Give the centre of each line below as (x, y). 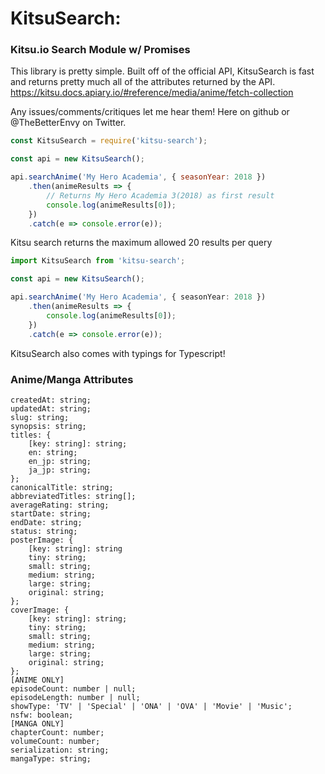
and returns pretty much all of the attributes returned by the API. (143, 82)
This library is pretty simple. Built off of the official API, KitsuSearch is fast (162, 71)
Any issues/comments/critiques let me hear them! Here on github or (150, 112)
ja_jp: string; (60, 470)
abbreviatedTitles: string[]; (73, 496)
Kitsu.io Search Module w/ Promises (100, 50)
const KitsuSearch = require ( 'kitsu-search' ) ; (109, 141)
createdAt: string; (51, 400)
